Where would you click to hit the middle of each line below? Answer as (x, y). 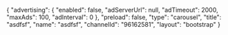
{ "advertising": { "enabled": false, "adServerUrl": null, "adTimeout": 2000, (112, 10)
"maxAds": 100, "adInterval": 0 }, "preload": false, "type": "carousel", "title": (114, 17)
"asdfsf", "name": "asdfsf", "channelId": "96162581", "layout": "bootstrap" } (113, 24)
